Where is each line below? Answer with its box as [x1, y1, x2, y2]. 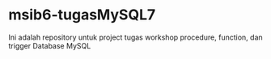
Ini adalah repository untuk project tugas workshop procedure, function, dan [8, 32, 263, 42]
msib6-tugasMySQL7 [8, 6, 156, 24]
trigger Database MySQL [8, 40, 91, 50]
